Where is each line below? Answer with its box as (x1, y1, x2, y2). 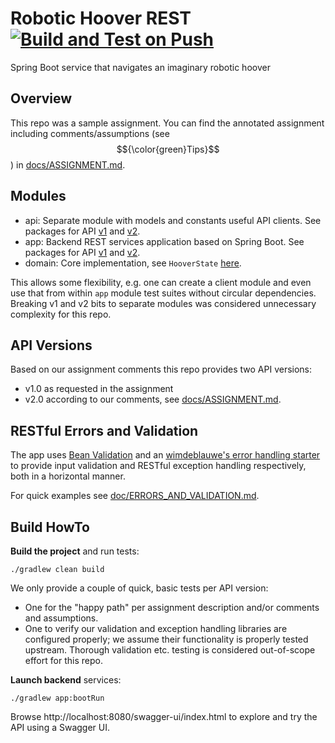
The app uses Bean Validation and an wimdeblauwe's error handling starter (10, 449, 321, 461)
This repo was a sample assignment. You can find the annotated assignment (10, 117, 325, 129)
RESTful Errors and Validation (10, 422, 199, 439)
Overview (10, 90, 73, 107)
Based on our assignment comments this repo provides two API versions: (10, 363, 313, 376)
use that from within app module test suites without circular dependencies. (10, 287, 317, 299)
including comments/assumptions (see (10, 127, 170, 139)
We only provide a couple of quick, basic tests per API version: (10, 582, 269, 594)
